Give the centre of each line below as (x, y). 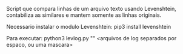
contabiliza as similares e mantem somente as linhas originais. (84, 15)
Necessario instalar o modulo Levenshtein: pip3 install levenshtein (89, 27)
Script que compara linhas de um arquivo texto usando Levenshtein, (91, 9)
